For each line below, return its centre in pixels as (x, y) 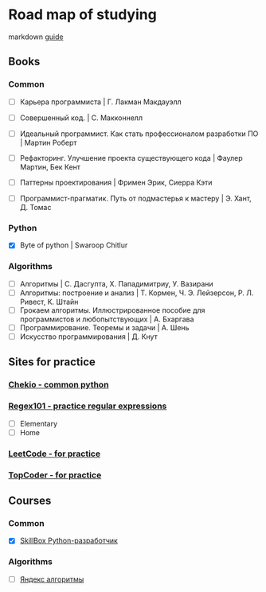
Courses (30, 500)
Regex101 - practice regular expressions (88, 406)
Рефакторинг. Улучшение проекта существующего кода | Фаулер (131, 158)
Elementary (39, 423)
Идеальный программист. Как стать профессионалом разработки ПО (139, 134)
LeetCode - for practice (55, 454)
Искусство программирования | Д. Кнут (88, 337)
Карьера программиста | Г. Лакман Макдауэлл (100, 102)
